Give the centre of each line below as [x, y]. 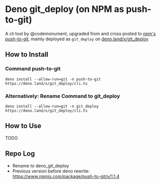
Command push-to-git [33, 69]
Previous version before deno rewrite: [51, 171]
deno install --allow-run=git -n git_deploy [52, 106]
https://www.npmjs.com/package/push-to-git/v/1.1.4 [66, 176]
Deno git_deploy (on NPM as [65, 9]
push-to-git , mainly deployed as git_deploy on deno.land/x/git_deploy [77, 39]
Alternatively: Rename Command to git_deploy [63, 96]
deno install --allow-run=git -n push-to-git [53, 79]
